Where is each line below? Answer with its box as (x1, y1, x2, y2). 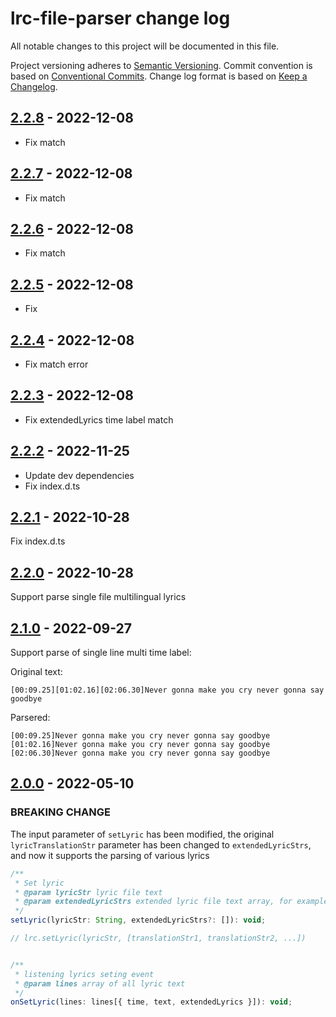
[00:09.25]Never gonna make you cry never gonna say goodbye (10, 731, 271, 741)
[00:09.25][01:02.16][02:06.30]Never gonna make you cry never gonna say (10, 685, 325, 696)
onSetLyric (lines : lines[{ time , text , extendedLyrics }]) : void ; (10, 997, 293, 1007)
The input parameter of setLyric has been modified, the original (10, 828, 275, 840)
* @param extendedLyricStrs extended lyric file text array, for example (14, 897, 329, 907)
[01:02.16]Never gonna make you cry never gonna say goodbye (10, 740, 271, 750)
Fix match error (24, 358, 89, 370)
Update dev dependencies (24, 469, 135, 481)
